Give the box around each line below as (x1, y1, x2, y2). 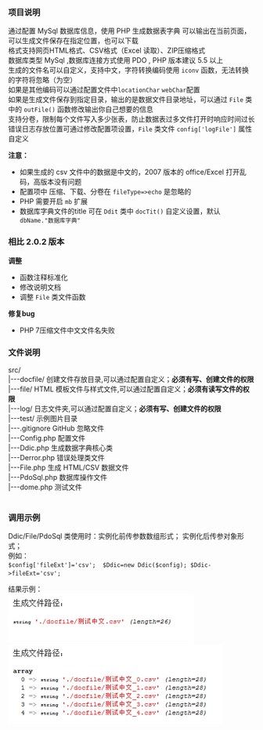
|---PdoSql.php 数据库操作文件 (8, 472, 108, 481)
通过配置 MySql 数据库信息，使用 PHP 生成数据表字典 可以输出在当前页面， (8, 26, 251, 36)
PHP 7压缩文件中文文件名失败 (19, 325, 115, 335)
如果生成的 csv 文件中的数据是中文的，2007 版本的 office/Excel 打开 (19, 167, 240, 177)
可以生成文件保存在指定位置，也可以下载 (8, 36, 139, 45)
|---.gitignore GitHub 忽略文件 (8, 423, 104, 433)
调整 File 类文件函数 (19, 292, 86, 301)
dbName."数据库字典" (19, 217, 81, 225)
